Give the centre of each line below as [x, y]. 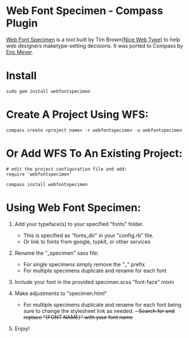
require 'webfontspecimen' [39, 174]
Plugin [22, 23]
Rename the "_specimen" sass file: [56, 253]
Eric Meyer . [20, 52]
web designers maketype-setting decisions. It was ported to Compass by [95, 46]
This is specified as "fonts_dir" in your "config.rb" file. [88, 235]
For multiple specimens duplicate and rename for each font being [102, 305]
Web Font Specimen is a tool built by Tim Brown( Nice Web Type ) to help [93, 39]
